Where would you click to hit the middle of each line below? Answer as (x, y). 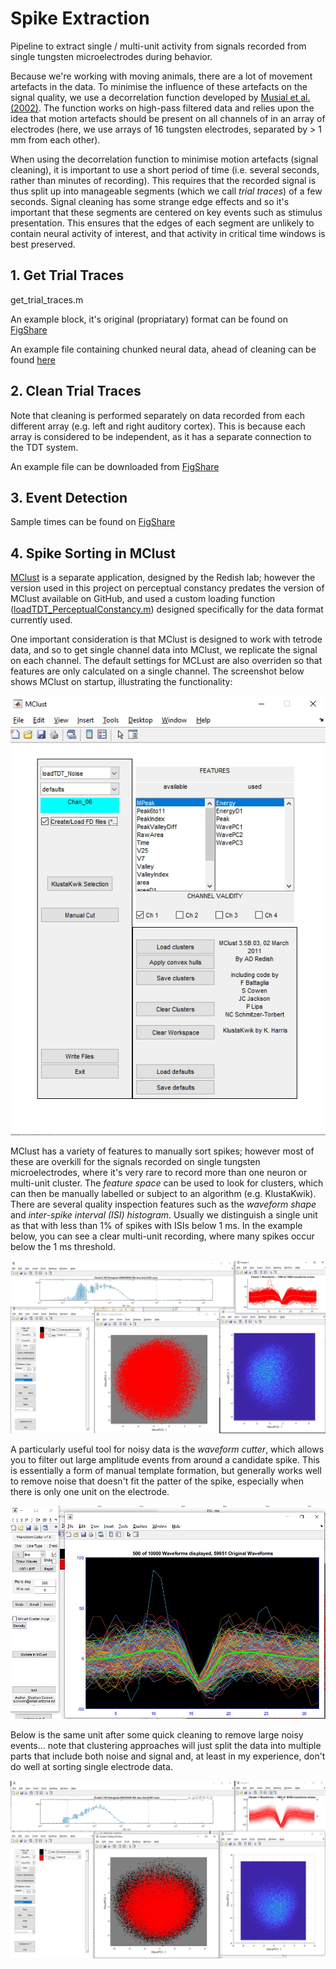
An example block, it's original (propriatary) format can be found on (149, 319)
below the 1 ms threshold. (63, 1246)
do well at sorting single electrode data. (91, 1766)
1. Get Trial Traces (67, 275)
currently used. (41, 620)
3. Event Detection (69, 497)
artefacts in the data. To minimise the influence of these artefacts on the (159, 86)
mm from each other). (55, 139)
